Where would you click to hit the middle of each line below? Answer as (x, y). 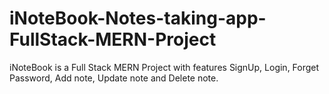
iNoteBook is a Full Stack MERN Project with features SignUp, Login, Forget (164, 67)
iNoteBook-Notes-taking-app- (138, 18)
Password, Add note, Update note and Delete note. (114, 78)
